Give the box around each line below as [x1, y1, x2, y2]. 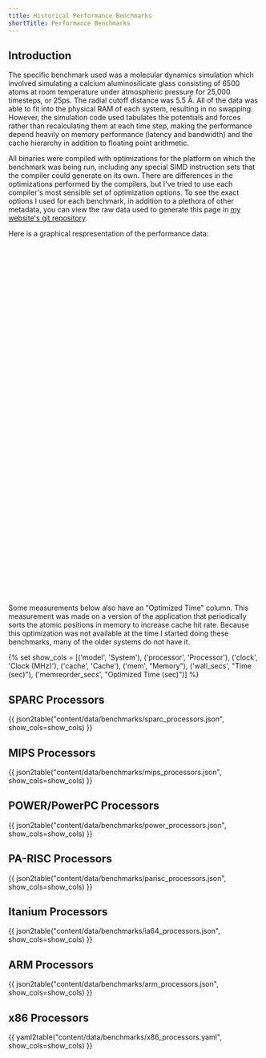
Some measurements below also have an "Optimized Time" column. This [8, 603, 249, 613]
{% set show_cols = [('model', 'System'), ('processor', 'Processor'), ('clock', [8, 652, 258, 662]
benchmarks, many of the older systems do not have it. [8, 637, 191, 647]
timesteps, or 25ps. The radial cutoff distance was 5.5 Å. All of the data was [8, 95, 259, 105]
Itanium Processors [8, 905, 108, 919]
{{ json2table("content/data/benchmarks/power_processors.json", [8, 820, 227, 830]
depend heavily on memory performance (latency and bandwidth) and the [8, 130, 253, 139]
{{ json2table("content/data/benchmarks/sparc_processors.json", [8, 714, 224, 724]
